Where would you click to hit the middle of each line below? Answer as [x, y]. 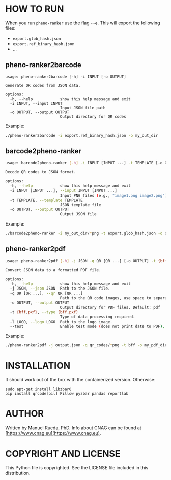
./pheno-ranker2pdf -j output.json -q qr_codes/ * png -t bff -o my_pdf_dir [86, 345]
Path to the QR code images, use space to [106, 298]
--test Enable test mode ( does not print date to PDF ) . [88, 326]
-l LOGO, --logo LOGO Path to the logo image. [61, 322]
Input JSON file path [83, 108]
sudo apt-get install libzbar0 [38, 389]
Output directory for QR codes [93, 117]
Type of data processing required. [98, 317]
